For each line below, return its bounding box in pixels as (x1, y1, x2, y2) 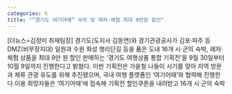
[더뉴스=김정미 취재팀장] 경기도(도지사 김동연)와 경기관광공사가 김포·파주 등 (7, 36, 211, 45)
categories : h (7, 10, 48, 17)
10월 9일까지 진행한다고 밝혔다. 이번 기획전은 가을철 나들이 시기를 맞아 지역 (7, 62, 209, 70)
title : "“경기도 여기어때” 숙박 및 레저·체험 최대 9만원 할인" (7, 16, 164, 23)
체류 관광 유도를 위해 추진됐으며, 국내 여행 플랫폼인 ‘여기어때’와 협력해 (14, 70, 202, 79)
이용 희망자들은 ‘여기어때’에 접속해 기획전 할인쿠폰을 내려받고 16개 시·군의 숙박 (14, 79, 226, 87)
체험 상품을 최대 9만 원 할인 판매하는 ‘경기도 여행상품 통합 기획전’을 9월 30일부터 (7, 53, 225, 62)
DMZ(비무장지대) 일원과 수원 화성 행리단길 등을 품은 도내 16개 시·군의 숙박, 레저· (7, 45, 223, 53)
